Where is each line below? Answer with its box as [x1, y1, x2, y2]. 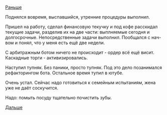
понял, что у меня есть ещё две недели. [19, 40, 105, 46]
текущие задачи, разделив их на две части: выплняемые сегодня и [5, 29, 150, 35]
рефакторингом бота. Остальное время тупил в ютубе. [5, 70, 124, 76]
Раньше [5, 5, 22, 10]
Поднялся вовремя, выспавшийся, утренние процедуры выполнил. [5, 14, 150, 20]
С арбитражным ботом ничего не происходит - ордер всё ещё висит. [5, 50, 154, 55]
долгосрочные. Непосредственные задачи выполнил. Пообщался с [5, 35, 150, 40]
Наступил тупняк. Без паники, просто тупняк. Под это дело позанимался [5, 65, 162, 70]
